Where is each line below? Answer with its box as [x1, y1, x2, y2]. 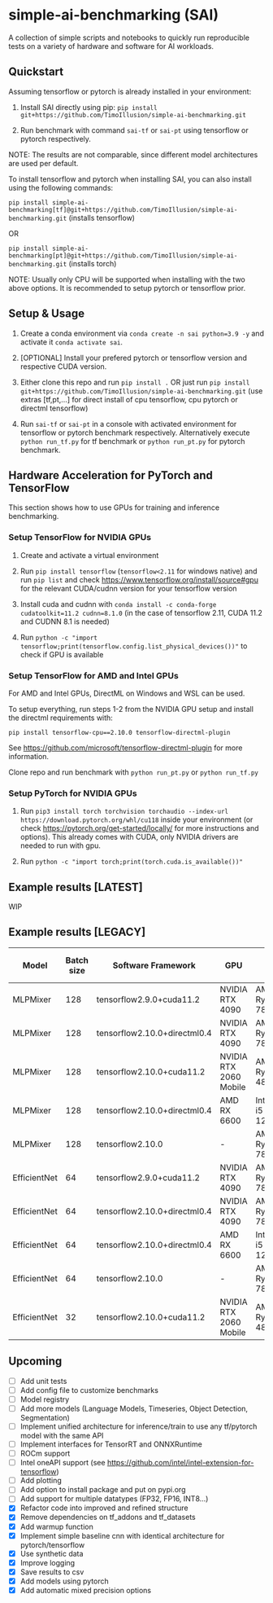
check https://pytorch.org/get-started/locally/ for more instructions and [19, 823, 259, 833]
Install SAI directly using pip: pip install [19, 102, 158, 112]
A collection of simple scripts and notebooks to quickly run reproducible [8, 33, 250, 42]
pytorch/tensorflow [19, 1539, 85, 1549]
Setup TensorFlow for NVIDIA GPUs [8, 532, 152, 543]
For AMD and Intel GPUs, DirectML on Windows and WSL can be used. [8, 688, 245, 698]
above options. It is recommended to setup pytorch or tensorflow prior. [8, 283, 246, 292]
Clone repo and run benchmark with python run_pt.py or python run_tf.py [8, 767, 258, 777]
